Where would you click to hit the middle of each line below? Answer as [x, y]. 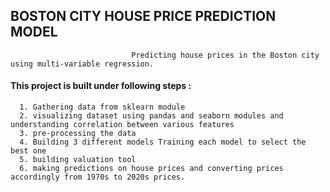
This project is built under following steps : [101, 86]
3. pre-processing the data [78, 134]
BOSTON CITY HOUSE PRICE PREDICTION [143, 16]
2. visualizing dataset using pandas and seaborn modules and [151, 116]
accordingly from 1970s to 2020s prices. [98, 177]
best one [28, 151]
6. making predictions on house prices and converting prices [151, 169]
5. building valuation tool [78, 160]
